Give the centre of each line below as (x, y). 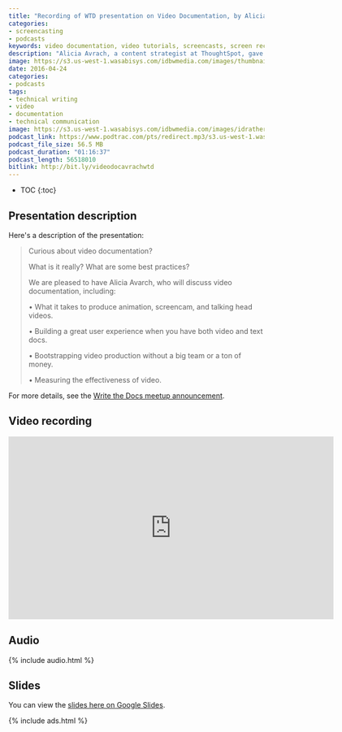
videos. (41, 315)
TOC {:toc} (38, 190)
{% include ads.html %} (48, 721)
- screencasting (36, 31)
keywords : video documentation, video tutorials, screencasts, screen (130, 46)
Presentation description (73, 216)
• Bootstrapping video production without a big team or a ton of (135, 355)
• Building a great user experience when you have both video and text (145, 331)
